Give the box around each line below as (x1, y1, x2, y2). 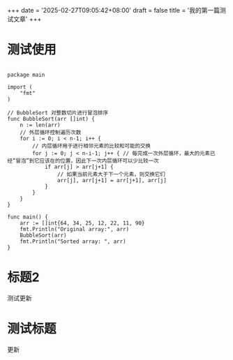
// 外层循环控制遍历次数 (20, 128, 82, 136)
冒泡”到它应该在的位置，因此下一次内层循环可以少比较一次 (15, 157, 159, 164)
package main (7, 71, 45, 78)
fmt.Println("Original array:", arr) (20, 225, 130, 232)
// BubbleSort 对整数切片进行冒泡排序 (7, 109, 109, 117)
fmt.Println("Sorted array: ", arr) (20, 238, 127, 245)
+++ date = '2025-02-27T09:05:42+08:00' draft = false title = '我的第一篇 (7, 6, 220, 14)
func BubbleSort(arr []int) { (7, 115, 96, 122)
